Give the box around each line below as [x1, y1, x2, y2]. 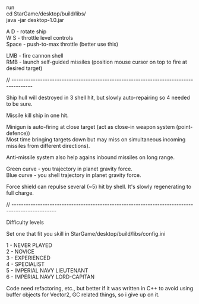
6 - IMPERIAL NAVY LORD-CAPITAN [6, 273, 95, 280]
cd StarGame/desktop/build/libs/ [6, 10, 86, 17]
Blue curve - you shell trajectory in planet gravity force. [6, 172, 141, 179]
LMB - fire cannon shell [6, 52, 64, 59]
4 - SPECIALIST [6, 261, 45, 268]
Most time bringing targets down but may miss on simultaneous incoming [6, 136, 186, 143]
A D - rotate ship [6, 28, 47, 35]
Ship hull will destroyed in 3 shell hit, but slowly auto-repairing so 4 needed [6, 94, 190, 101]
